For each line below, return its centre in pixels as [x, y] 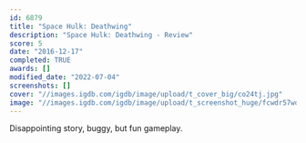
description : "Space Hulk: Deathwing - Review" [102, 35]
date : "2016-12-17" [46, 52]
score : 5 [26, 43]
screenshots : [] [40, 86]
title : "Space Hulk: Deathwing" [71, 26]
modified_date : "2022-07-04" [65, 77]
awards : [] [30, 69]
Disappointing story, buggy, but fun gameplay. [96, 128]
